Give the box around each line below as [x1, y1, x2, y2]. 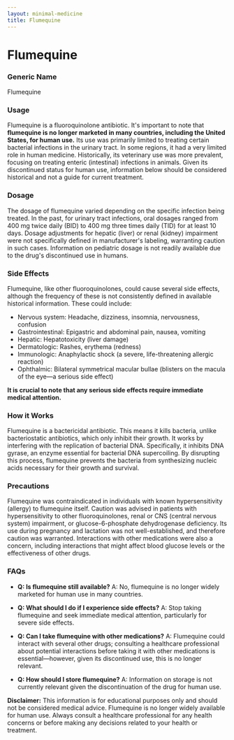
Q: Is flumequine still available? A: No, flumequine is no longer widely [17, 582, 220, 591]
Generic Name [7, 71, 57, 81]
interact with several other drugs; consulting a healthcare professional [17, 639, 220, 648]
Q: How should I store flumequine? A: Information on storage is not [17, 675, 213, 683]
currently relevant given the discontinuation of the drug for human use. [17, 683, 221, 691]
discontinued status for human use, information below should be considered [7, 166, 227, 174]
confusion [17, 320, 47, 329]
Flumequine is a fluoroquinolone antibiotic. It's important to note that [7, 121, 205, 129]
